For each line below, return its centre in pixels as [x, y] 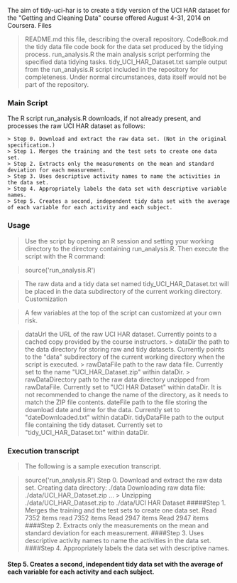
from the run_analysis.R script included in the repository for [111, 69]
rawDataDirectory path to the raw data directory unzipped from [117, 379]
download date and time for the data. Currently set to [102, 409]
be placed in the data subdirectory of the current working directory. [123, 291]
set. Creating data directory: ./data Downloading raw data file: [115, 488]
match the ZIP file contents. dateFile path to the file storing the [116, 402]
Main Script [28, 103]
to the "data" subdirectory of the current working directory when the [125, 357]
